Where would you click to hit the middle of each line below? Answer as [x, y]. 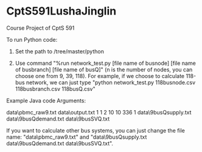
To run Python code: [32, 39]
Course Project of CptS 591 [40, 28]
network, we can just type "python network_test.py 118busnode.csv [111, 82]
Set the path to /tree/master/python [60, 51]
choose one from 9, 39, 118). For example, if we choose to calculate [99, 76]
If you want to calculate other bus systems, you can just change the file [96, 130]
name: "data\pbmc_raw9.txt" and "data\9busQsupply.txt [77, 137]
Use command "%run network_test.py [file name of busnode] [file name [105, 63]
